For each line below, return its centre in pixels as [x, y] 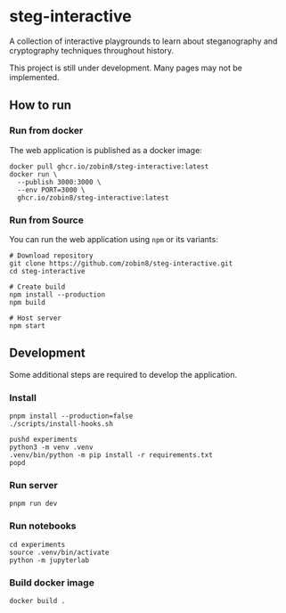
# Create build [37, 287]
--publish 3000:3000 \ [59, 182]
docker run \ [33, 174]
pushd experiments [43, 440]
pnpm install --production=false [71, 416]
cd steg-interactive [48, 271]
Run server [33, 485]
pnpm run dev [33, 504]
